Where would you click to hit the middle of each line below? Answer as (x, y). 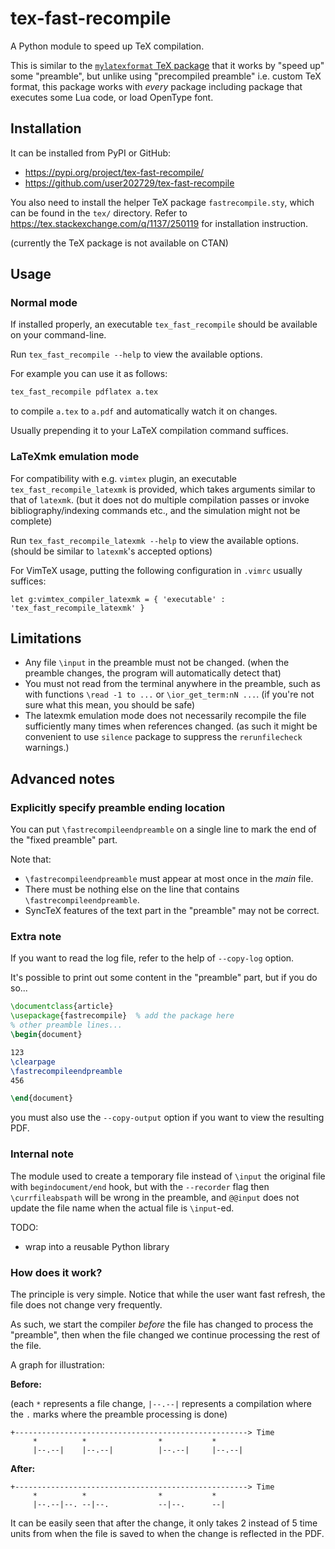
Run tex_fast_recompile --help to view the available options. (136, 354)
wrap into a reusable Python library (97, 1246)
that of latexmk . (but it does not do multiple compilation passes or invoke (160, 499)
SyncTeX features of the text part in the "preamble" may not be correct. (172, 911)
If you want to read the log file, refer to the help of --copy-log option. (152, 958)
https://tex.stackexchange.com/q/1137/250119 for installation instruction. (159, 223)
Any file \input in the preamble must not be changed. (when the (157, 663)
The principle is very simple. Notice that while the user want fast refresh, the (168, 1294)
